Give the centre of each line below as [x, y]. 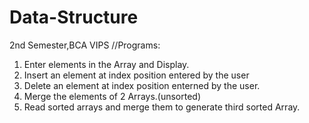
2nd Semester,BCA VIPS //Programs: [85, 45]
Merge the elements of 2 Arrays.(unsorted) [112, 96]
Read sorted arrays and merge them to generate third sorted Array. [162, 107]
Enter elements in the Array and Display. [106, 64]
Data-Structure [74, 17]
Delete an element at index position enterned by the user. [142, 85]
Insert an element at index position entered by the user [136, 75]
